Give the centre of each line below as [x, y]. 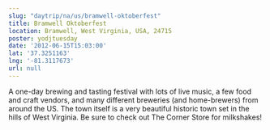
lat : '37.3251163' [39, 53]
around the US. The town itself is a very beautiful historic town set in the [129, 108]
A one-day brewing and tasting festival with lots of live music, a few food [130, 91]
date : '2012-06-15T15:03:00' [58, 46]
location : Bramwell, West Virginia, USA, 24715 [90, 31]
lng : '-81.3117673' [41, 61]
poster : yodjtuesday [43, 38]
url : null [25, 69]
